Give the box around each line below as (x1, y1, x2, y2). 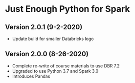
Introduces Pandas (12, 73, 50, 79)
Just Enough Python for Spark (5, 3, 130, 15)
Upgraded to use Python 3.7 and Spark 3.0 (12, 68, 99, 74)
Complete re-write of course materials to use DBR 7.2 (12, 62, 120, 69)
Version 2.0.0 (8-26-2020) (5, 50, 89, 58)
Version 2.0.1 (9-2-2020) (5, 23, 83, 31)
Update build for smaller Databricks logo (12, 36, 94, 41)
